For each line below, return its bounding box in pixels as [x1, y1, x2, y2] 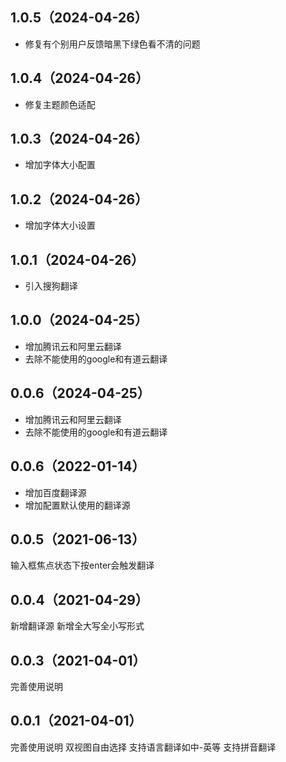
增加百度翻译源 [24, 486, 87, 498]
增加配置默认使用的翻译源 [24, 499, 131, 511]
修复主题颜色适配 [24, 98, 96, 110]
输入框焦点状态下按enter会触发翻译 [10, 559, 155, 572]
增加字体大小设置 [24, 219, 96, 232]
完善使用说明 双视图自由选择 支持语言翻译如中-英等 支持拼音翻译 [10, 741, 277, 753]
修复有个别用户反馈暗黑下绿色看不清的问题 [24, 38, 201, 50]
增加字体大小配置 [24, 159, 96, 171]
